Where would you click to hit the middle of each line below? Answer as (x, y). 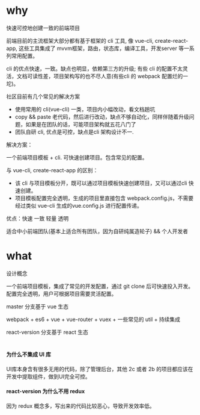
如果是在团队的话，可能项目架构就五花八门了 (81, 124)
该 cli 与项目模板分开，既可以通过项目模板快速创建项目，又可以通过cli (101, 183)
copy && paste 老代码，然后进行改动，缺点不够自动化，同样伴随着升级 (102, 117)
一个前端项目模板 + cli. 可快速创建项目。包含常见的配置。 (77, 157)
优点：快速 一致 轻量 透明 (38, 218)
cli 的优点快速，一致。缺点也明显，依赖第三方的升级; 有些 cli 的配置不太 (95, 68)
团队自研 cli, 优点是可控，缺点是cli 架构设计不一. (74, 132)
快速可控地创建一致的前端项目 (43, 28)
